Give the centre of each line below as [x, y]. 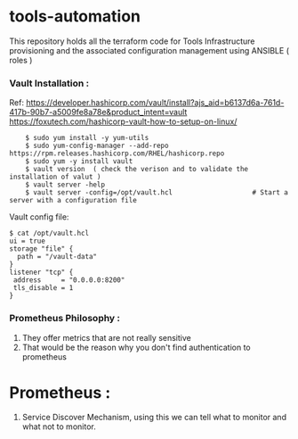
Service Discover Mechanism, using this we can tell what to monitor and [154, 418]
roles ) [21, 60]
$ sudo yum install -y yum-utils [87, 138]
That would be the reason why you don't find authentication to [136, 347]
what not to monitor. [59, 427]
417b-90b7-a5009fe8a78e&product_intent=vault [98, 112]
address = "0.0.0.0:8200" [69, 280]
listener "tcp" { [41, 273]
